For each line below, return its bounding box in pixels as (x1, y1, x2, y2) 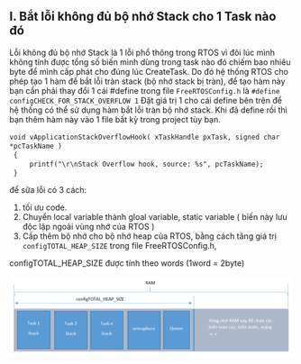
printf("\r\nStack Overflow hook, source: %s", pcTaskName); (29, 159, 264, 168)
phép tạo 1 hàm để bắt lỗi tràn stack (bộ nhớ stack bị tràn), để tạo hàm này (9, 76, 286, 86)
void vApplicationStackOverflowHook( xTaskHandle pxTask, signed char (9, 132, 280, 141)
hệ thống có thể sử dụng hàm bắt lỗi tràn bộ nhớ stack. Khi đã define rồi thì (9, 105, 288, 115)
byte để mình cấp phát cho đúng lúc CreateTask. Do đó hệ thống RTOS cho (9, 66, 288, 77)
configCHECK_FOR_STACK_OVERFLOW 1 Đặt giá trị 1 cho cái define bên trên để (9, 95, 282, 105)
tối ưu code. (22, 202, 68, 213)
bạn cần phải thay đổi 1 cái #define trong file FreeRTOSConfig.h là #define (9, 85, 280, 96)
